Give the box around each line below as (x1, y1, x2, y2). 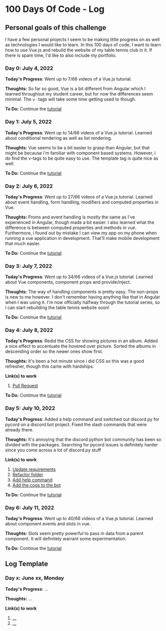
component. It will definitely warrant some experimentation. (5, 536, 127, 542)
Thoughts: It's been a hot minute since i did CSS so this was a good (5, 358, 145, 364)
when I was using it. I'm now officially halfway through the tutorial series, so (5, 300, 160, 306)
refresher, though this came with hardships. (5, 363, 94, 369)
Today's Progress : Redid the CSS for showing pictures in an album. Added (5, 338, 158, 344)
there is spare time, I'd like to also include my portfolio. (5, 52, 117, 58)
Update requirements (12, 466, 56, 472)
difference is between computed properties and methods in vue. (5, 224, 137, 230)
